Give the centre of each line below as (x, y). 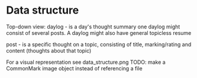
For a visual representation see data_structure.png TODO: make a (86, 62)
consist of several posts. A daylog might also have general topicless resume (99, 32)
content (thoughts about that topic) (49, 50)
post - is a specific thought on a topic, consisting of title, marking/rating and (99, 44)
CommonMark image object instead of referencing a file (75, 68)
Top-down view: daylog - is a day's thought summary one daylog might (93, 27)
